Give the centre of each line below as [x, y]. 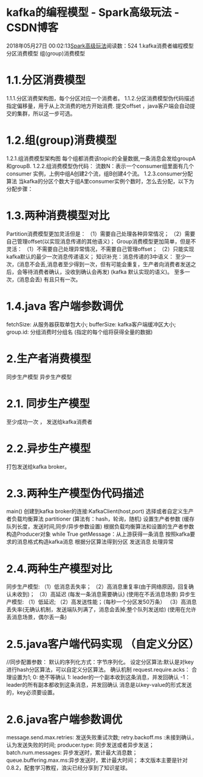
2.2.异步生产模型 [49, 448]
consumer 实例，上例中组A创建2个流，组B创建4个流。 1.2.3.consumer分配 [100, 174]
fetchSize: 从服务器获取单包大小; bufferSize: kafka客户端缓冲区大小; [91, 324]
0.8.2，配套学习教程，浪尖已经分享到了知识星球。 [69, 768]
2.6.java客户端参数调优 [64, 719]
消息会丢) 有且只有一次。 [50, 279]
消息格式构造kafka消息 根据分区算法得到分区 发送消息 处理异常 [95, 542]
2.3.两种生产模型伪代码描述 [75, 493]
